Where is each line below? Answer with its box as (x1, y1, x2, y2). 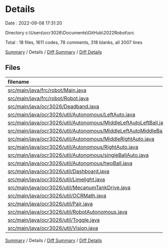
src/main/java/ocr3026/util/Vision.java (7, 225, 98, 232)
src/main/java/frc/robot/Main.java (7, 86, 86, 93)
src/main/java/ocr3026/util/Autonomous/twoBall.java (7, 160, 132, 167)
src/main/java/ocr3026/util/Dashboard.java (7, 168, 110, 175)
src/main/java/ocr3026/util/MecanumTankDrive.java (7, 184, 131, 191)
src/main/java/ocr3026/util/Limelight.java (7, 176, 105, 183)
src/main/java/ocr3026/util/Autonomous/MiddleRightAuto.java (7, 135, 154, 142)
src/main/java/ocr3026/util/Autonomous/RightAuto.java (7, 143, 138, 150)
